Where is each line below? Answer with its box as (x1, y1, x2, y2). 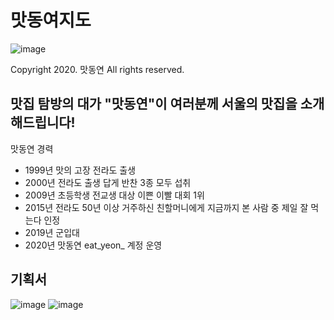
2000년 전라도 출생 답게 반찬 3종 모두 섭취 (24, 176, 192, 188)
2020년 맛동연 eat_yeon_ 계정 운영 (24, 239, 163, 251)
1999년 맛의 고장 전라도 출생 (24, 164, 137, 176)
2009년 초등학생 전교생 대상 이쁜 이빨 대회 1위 (24, 189, 205, 201)
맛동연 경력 (10, 142, 54, 155)
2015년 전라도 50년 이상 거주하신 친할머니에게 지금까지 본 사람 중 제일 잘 (24, 201, 309, 213)
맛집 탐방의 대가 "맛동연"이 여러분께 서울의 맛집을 (10, 96, 298, 113)
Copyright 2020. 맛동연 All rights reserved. (10, 63, 185, 75)
